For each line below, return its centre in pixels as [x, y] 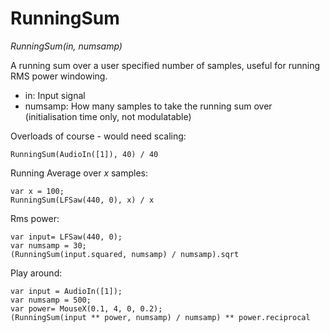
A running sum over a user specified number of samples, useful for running [165, 65]
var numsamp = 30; [48, 245]
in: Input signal [55, 95]
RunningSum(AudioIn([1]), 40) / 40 [84, 154]
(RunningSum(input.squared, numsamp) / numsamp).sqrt [125, 254]
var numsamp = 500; [51, 300]
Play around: [36, 273]
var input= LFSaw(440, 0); [66, 237]
